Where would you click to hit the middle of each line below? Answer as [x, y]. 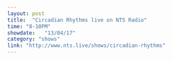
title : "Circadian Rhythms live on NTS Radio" [77, 20]
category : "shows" [34, 39]
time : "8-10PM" [29, 26]
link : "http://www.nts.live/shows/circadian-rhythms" [87, 46]
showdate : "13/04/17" [42, 33]
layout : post [26, 13]
